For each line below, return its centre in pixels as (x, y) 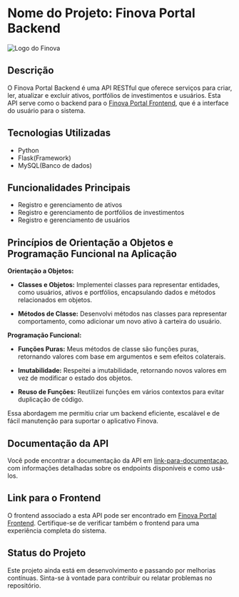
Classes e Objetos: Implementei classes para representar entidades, (119, 285)
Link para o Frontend (54, 498)
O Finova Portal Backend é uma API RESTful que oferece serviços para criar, (120, 88)
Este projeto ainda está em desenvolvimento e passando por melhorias (112, 570)
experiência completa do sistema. (57, 531)
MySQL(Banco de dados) (55, 165)
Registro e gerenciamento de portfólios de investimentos (101, 213)
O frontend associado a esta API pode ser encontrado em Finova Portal (112, 515)
